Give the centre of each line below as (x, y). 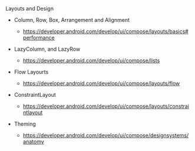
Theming (25, 124)
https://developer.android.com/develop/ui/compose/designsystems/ (106, 135)
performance (39, 37)
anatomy (34, 142)
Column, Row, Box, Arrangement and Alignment (72, 20)
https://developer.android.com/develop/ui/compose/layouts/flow (101, 83)
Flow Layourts (31, 72)
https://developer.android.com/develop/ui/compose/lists (91, 60)
